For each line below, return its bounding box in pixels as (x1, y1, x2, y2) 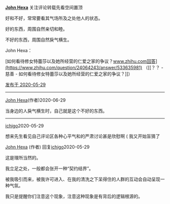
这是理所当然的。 (5, 155, 41, 160)
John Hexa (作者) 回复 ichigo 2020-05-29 (5, 144, 90, 150)
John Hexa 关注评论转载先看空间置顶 (5, 5, 83, 10)
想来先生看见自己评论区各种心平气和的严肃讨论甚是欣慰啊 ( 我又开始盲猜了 (5, 133, 160, 139)
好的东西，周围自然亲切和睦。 (5, 26, 67, 32)
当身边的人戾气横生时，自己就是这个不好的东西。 (5, 108, 107, 114)
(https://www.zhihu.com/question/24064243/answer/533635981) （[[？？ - (5, 65, 163, 70)
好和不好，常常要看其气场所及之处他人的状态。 (5, 15, 103, 21)
